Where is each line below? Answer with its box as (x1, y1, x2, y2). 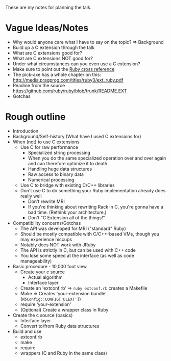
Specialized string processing (28, 149, 91, 156)
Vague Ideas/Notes (5, 22, 89, 34)
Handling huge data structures (28, 166, 92, 172)
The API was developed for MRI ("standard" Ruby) (20, 225, 126, 231)
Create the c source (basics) (12, 312, 73, 318)
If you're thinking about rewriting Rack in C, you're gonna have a (28, 203, 163, 210)
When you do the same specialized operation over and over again (28, 155, 166, 161)
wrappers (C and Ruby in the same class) (20, 350, 107, 356)
